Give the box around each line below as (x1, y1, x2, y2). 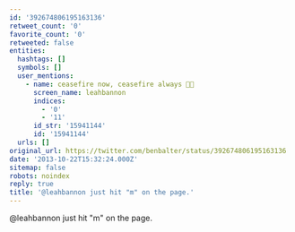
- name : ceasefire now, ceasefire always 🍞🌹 (25, 80, 195, 89)
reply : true (9, 180, 54, 189)
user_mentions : (17, 72, 74, 81)
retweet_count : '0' (9, 21, 82, 30)
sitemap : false (9, 163, 66, 172)
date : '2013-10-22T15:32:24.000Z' (9, 154, 139, 164)
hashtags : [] (17, 55, 66, 64)
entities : (9, 47, 47, 56)
